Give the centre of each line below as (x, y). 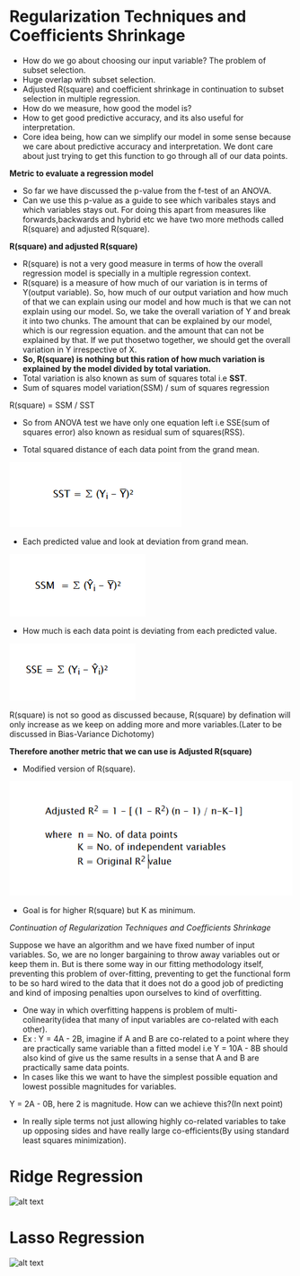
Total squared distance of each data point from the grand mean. (141, 449)
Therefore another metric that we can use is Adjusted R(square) (131, 751)
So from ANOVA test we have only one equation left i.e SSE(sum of (146, 422)
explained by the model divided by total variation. (116, 368)
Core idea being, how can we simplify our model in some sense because (157, 136)
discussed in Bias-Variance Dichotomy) (82, 734)
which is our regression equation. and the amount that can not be (143, 330)
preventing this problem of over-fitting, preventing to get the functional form (150, 973)
